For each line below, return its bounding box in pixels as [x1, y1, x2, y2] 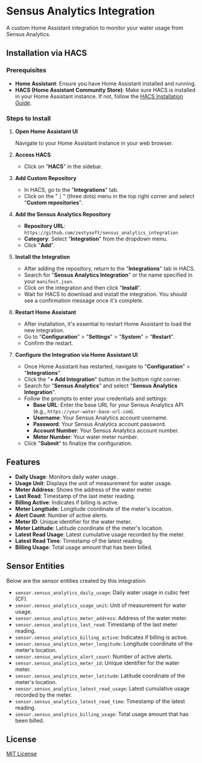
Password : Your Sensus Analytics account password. [33, 420, 166, 427]
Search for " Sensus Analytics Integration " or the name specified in [24, 271, 193, 278]
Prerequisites [6, 66, 46, 75]
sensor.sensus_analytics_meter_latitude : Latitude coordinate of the [14, 672, 186, 679]
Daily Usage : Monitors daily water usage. [14, 473, 118, 480]
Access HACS [14, 151, 51, 158]
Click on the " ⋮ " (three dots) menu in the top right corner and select [24, 192, 195, 199]
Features [6, 457, 40, 468]
